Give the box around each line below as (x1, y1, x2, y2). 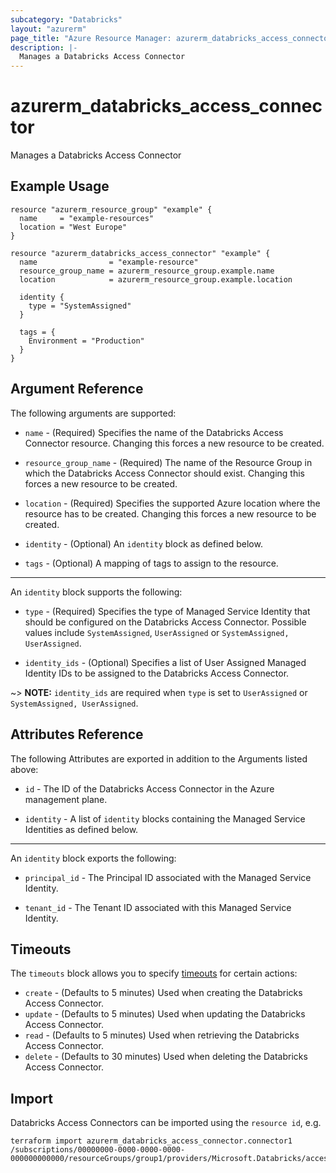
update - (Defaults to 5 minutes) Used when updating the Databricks (24, 1008, 306, 1020)
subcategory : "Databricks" (10, 14, 123, 25)
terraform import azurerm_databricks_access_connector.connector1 (10, 1136, 293, 1146)
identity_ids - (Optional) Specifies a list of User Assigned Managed (24, 656, 307, 668)
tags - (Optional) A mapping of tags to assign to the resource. (24, 557, 279, 569)
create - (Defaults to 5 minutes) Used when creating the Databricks (24, 987, 303, 999)
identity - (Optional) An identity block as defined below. (24, 537, 263, 550)
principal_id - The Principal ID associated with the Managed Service (24, 871, 312, 883)
